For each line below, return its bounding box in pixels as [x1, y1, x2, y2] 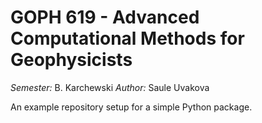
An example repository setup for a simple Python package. [10, 101, 253, 113]
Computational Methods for [10, 27, 245, 50]
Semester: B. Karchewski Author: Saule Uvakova [10, 81, 210, 93]
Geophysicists [10, 49, 133, 71]
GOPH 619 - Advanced [10, 6, 200, 29]
